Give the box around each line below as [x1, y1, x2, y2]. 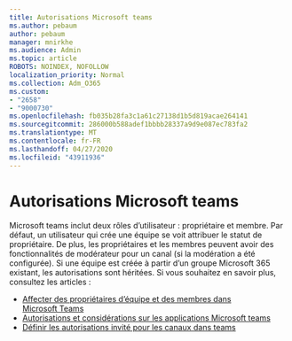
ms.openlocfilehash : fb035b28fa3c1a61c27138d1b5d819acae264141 [9, 112, 249, 120]
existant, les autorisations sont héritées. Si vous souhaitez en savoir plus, [9, 267, 277, 278]
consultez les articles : [9, 276, 91, 288]
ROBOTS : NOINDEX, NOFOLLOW [9, 63, 109, 72]
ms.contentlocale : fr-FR [9, 136, 101, 145]
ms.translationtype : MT [9, 128, 98, 137]
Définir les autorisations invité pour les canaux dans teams [21, 322, 237, 333]
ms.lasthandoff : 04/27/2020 [9, 144, 114, 153]
